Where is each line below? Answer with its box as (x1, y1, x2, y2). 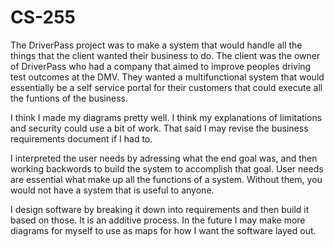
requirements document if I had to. (10, 132, 153, 145)
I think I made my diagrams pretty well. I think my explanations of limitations (10, 111, 323, 123)
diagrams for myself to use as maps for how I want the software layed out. (10, 224, 317, 236)
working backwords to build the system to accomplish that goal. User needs (10, 162, 324, 175)
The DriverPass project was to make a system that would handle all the (10, 39, 303, 51)
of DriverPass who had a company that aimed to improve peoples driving (10, 60, 312, 72)
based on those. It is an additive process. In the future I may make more (10, 214, 306, 226)
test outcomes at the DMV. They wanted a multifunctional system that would (10, 71, 325, 83)
